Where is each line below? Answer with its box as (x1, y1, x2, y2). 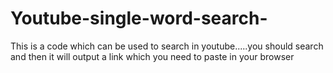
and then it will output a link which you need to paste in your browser (10, 50, 295, 62)
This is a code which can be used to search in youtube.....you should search (10, 40, 324, 52)
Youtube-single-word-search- (10, 7, 268, 30)
